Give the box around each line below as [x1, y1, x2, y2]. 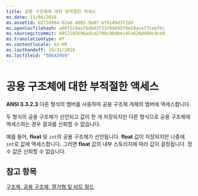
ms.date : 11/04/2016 [6, 14, 57, 20]
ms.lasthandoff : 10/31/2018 [6, 47, 76, 53]
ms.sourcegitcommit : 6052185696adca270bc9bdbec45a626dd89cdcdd [6, 31, 165, 37]
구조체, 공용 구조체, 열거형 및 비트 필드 [6, 184, 95, 191]
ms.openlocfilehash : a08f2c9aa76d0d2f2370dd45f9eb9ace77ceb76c [6, 25, 165, 31]
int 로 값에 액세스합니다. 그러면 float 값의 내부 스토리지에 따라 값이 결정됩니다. [6, 140, 186, 148]
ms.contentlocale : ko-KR [6, 42, 67, 48]
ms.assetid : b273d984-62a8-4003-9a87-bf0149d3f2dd [6, 19, 134, 25]
